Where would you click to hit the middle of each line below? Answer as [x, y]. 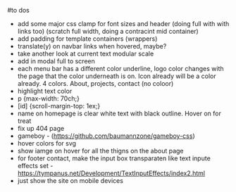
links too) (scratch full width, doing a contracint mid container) [108, 31]
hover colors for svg [46, 143]
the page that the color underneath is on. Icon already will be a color [117, 76]
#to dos [18, 10]
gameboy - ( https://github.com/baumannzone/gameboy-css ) [106, 136]
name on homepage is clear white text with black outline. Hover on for [119, 113]
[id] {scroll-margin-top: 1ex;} [59, 106]
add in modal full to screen [56, 61]
